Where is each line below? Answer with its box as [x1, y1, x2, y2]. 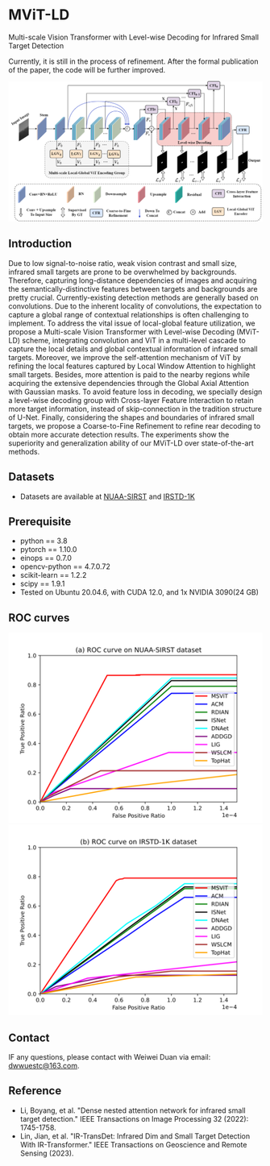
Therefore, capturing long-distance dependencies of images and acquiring [8, 276, 257, 285]
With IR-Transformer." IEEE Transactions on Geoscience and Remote [19, 1139, 247, 1149]
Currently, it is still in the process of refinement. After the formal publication [8, 56, 259, 66]
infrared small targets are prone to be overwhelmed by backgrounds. [8, 267, 237, 276]
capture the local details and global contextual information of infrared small [8, 344, 258, 354]
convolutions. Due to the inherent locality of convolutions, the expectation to [8, 301, 262, 311]
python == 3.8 [19, 536, 68, 546]
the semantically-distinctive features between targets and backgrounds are [8, 284, 258, 293]
